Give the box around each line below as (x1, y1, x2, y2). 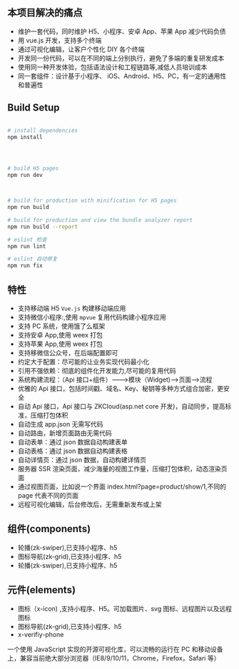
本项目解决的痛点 (7, 6, 83, 19)
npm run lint (7, 242, 46, 250)
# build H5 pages (7, 165, 59, 173)
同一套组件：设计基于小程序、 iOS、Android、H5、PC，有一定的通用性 (17, 71, 227, 80)
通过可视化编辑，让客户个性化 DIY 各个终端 (17, 45, 145, 53)
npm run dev (7, 172, 43, 179)
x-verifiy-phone (17, 630, 64, 638)
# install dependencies (7, 127, 78, 134)
